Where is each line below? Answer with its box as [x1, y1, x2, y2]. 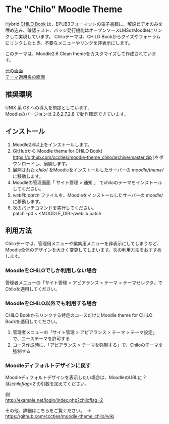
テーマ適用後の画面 [5, 74, 45, 80]
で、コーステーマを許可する [12, 335, 70, 342]
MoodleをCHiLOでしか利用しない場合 [5, 267, 97, 274]
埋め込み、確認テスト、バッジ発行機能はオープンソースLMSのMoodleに [5, 27, 154, 33]
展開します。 [43, 160, 70, 166]
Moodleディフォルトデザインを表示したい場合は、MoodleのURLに [5, 374, 142, 381]
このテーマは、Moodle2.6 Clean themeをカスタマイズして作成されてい [5, 51, 152, 57]
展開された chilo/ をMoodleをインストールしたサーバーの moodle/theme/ [12, 167, 164, 173]
